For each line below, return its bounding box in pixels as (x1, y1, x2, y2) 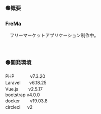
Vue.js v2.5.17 (5, 85, 43, 92)
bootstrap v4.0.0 (5, 92, 40, 98)
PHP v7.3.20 (5, 73, 46, 79)
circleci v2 (5, 104, 33, 110)
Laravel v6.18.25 (5, 79, 47, 85)
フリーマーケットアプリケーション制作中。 (9, 32, 99, 39)
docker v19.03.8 (5, 98, 48, 104)
